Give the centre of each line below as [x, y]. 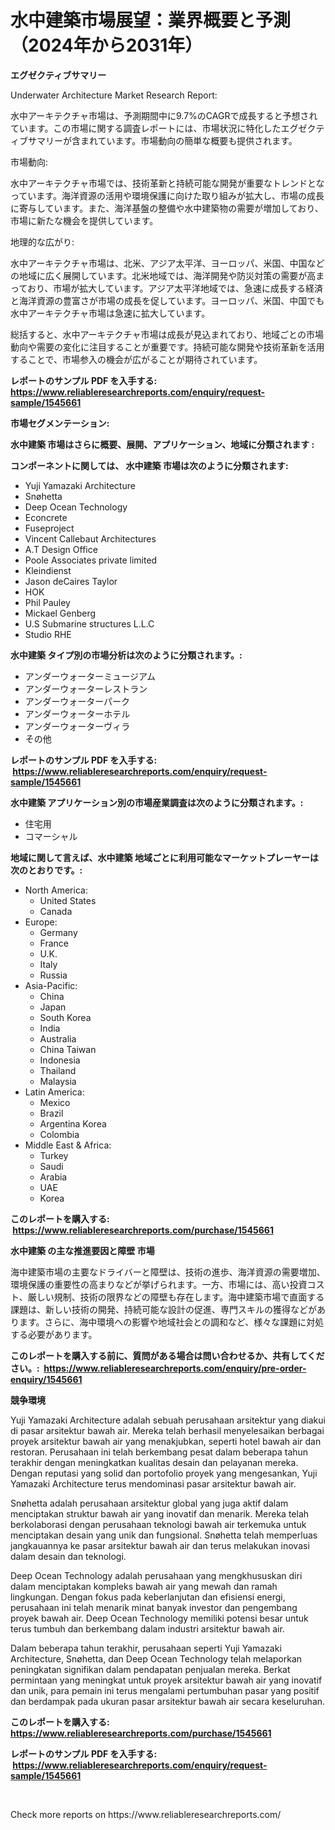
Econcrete [46, 517]
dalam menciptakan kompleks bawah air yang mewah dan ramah [144, 1586]
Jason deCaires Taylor [71, 581]
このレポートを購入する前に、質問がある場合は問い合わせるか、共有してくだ [167, 1355]
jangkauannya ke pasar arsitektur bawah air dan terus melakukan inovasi [160, 1545]
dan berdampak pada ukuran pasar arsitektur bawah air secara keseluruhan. [168, 1701]
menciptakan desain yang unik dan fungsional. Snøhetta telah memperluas [164, 1535]
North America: [56, 890]
